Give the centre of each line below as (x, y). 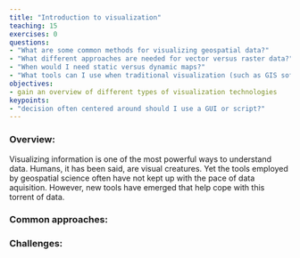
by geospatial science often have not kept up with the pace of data (132, 178)
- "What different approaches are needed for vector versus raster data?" (151, 59)
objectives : (31, 84)
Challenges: (36, 244)
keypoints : (29, 100)
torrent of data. (37, 197)
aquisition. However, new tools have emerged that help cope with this (137, 187)
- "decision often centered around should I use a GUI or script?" (137, 109)
